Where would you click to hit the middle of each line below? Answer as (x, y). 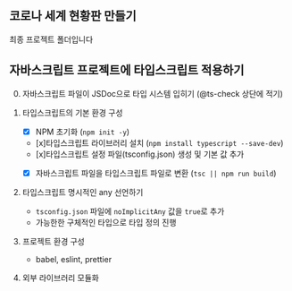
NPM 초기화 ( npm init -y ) (83, 132)
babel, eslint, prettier (74, 259)
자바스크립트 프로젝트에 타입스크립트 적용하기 (127, 70)
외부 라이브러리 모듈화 (61, 278)
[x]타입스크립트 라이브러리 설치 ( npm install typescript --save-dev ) (159, 142)
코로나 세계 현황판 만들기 (73, 16)
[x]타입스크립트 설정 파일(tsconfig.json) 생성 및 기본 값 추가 (140, 154)
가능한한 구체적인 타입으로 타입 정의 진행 (106, 222)
